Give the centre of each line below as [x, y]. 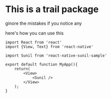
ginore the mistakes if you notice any [44, 23]
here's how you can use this [35, 33]
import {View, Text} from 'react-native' [49, 46]
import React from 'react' [34, 42]
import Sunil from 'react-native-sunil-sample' [56, 56]
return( [22, 69]
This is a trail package [52, 9]
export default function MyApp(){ [42, 64]
